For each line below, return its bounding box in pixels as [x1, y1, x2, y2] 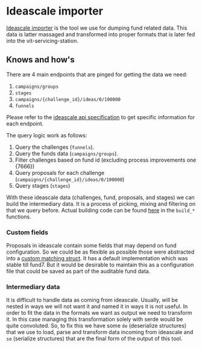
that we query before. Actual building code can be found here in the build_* [6, 206, 195, 214]
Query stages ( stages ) [14, 182, 71, 189]
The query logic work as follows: [6, 131, 87, 139]
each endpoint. [6, 120, 44, 127]
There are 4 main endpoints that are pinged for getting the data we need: [6, 71, 188, 78]
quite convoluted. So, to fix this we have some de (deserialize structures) [6, 322, 187, 329]
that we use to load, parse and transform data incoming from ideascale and [6, 329, 194, 336]
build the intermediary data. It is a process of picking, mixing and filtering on [6, 200, 196, 207]
